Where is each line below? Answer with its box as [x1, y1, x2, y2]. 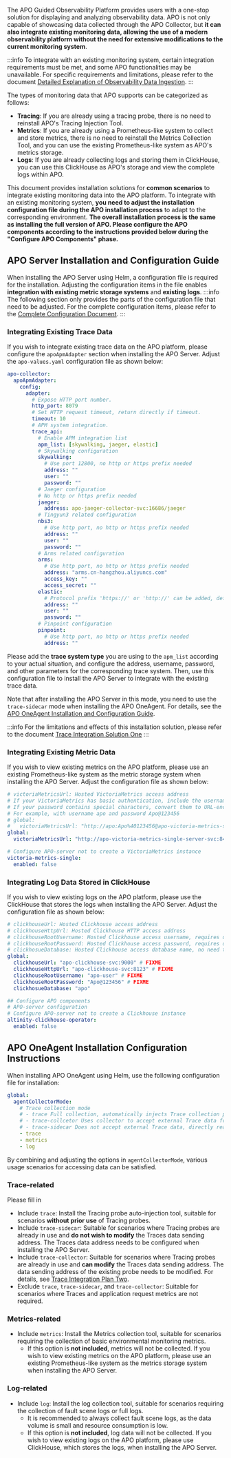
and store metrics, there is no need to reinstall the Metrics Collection [16, 134, 212, 142]
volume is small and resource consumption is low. [27, 1421, 168, 1429]
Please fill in [7, 1195, 41, 1204]
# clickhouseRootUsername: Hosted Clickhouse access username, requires [7, 934, 220, 941]
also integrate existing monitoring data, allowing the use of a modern [7, 28, 208, 36]
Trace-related [7, 1180, 54, 1189]
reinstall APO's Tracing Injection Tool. [16, 119, 124, 127]
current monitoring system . [7, 43, 87, 50]
